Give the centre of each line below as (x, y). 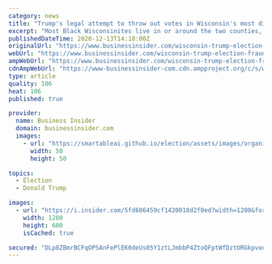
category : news (34, 16)
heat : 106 (25, 91)
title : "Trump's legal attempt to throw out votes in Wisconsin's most (132, 23)
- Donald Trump (41, 188)
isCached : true (49, 233)
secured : (23, 248)
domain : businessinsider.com (65, 129)
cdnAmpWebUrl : (32, 69)
